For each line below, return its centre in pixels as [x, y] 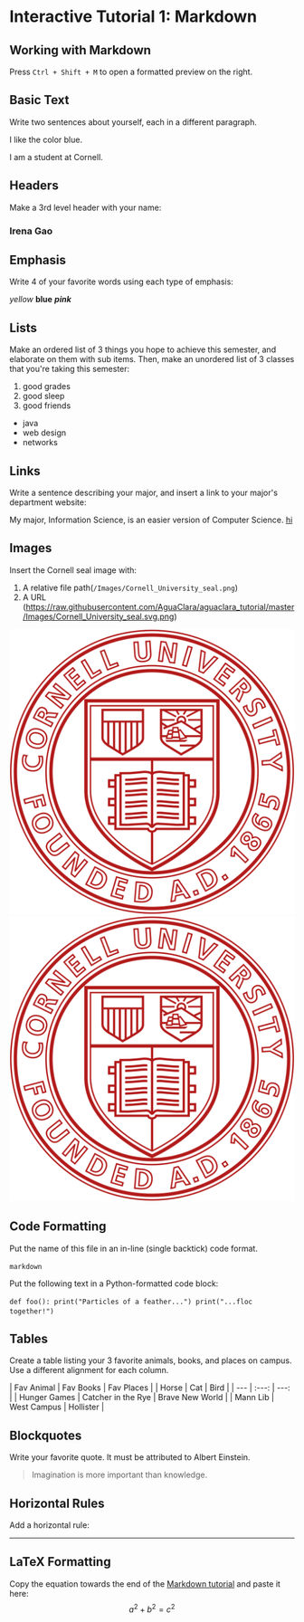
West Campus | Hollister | [57, 1407]
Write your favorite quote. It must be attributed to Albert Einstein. [130, 1457]
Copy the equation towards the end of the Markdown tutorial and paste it [145, 1584]
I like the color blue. [46, 139]
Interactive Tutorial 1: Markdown [133, 17]
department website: [48, 502]
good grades [46, 386]
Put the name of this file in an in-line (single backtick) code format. [133, 1248]
